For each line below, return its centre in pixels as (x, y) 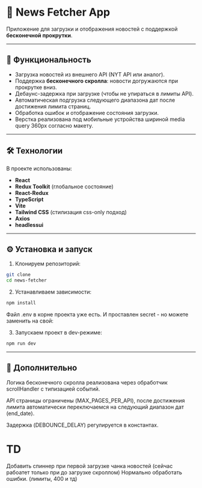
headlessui (29, 224)
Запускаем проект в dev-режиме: (58, 332)
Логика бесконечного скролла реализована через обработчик (87, 382)
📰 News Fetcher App (58, 12)
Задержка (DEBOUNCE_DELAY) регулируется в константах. (82, 425)
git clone (19, 275)
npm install (21, 303)
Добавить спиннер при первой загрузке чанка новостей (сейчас (90, 466)
